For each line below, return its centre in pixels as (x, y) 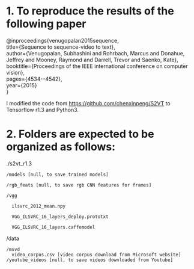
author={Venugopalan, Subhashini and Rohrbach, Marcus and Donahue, (95, 53)
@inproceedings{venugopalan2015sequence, (62, 40)
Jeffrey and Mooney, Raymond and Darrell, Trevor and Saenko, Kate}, (92, 60)
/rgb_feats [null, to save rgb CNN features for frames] (79, 185)
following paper (46, 24)
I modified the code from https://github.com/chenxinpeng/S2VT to (88, 103)
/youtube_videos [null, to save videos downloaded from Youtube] (89, 260)
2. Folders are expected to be (80, 134)
